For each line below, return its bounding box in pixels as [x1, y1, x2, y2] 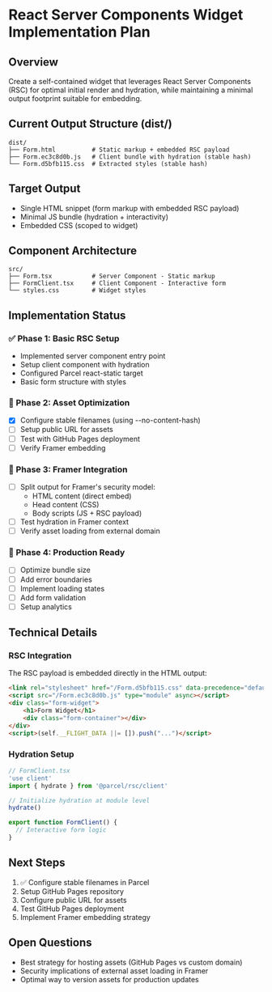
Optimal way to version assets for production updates [19, 974, 200, 984]
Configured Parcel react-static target [19, 368, 143, 378]
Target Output [8, 182, 81, 196]
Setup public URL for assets [19, 425, 113, 435]
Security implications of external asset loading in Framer [19, 965, 209, 976]
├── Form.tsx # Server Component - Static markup [8, 273, 216, 281]
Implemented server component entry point [19, 351, 166, 361]
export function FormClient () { [8, 819, 117, 827]
